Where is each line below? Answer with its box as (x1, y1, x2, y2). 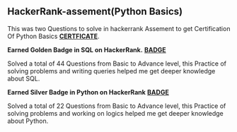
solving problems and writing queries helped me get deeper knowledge (7, 66, 216, 75)
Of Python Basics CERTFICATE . (7, 32, 100, 40)
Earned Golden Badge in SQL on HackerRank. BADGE (7, 45, 166, 54)
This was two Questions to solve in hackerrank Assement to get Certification (7, 24, 231, 32)
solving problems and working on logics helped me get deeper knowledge (7, 109, 224, 117)
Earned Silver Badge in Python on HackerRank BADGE (7, 88, 170, 96)
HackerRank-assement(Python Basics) (7, 6, 183, 18)
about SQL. (7, 74, 40, 83)
